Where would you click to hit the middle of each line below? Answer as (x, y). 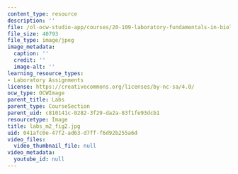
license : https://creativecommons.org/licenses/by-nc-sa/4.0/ (101, 87)
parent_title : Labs (36, 100)
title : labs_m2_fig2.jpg (44, 126)
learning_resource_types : (45, 73)
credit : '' (30, 60)
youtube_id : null (39, 159)
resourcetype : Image (38, 119)
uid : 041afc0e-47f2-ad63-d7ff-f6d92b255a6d (73, 133)
